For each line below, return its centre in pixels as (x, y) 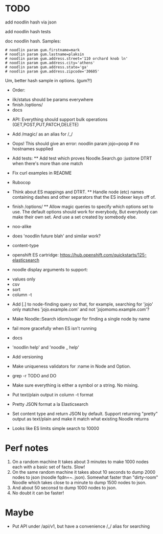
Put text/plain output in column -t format (53, 395)
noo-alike (22, 226)
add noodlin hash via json (31, 22)
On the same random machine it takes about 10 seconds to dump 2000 (84, 472)
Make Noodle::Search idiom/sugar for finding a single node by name (81, 319)
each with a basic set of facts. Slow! (49, 467)
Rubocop (21, 182)
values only (24, 279)
